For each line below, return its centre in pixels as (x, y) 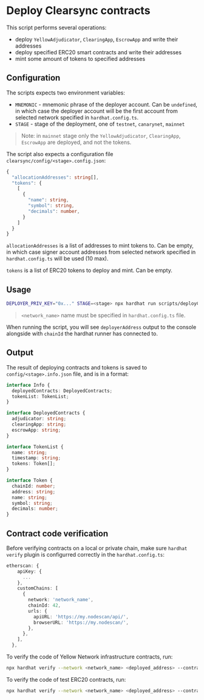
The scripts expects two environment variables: (66, 93)
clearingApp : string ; (39, 424)
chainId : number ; (34, 486)
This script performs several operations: (56, 27)
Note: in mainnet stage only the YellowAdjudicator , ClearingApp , (101, 135)
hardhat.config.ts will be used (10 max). (57, 259)
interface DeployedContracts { (46, 413)
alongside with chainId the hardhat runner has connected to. (82, 334)
